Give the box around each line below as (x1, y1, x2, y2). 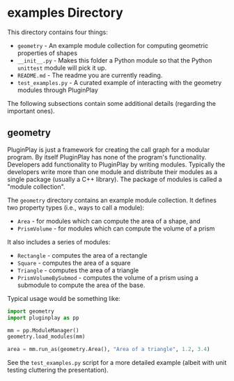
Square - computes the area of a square (17, 258, 131, 267)
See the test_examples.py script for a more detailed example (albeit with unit (7, 359, 227, 367)
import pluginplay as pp (7, 314, 79, 321)
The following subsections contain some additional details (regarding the (7, 99, 216, 107)
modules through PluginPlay (17, 86, 99, 94)
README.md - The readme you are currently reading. (17, 71, 163, 79)
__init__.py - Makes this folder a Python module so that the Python (17, 56, 212, 64)
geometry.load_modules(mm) (7, 333, 86, 341)
